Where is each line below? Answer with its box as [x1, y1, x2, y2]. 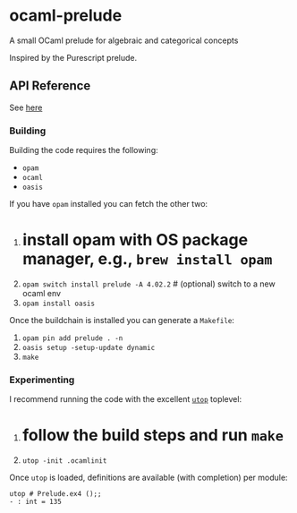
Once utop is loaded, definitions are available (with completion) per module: [9, 472, 288, 483]
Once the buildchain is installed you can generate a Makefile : [9, 314, 235, 325]
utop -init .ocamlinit [21, 457, 107, 466]
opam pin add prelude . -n [21, 333, 123, 343]
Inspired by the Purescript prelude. [9, 52, 138, 63]
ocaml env [21, 287, 61, 298]
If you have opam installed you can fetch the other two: [9, 199, 208, 209]
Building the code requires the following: [9, 145, 158, 156]
